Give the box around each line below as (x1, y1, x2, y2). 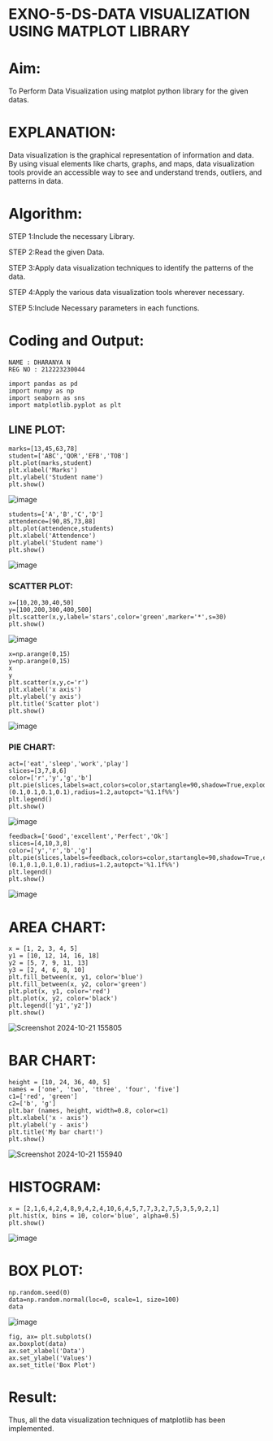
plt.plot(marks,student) (8, 458, 93, 467)
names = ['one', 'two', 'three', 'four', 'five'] (8, 1086, 180, 1094)
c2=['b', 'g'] (8, 1100, 57, 1108)
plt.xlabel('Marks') (8, 466, 79, 474)
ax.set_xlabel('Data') (8, 1347, 85, 1356)
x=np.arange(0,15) (8, 650, 71, 658)
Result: (8, 1388, 58, 1407)
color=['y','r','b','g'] (8, 847, 93, 855)
